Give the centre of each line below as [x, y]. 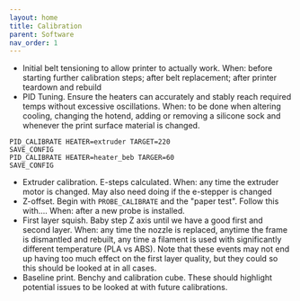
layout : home [34, 18]
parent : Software [42, 34]
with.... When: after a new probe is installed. [104, 211]
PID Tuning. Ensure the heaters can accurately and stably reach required [157, 97]
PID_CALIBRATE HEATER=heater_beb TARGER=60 [92, 158]
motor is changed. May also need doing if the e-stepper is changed [147, 192]
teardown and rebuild [62, 87]
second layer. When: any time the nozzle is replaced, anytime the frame [155, 230]
